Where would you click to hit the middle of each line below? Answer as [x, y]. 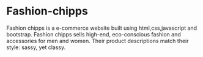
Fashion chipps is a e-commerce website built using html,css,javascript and [102, 28]
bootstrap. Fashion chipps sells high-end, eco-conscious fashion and [94, 34]
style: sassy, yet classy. [36, 47]
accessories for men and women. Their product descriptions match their [98, 41]
